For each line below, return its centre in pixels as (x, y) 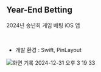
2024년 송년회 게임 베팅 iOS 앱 (43, 25)
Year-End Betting (40, 10)
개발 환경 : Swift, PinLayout (48, 50)
